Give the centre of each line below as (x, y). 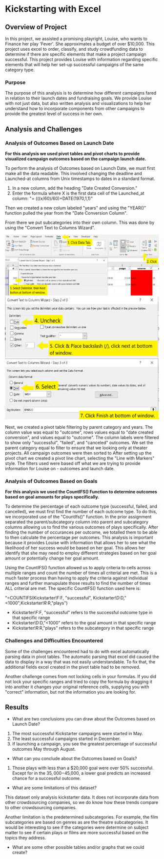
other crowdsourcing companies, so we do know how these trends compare (82, 802)
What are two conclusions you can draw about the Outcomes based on (83, 719)
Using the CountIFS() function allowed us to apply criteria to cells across (78, 568)
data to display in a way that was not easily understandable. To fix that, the (80, 661)
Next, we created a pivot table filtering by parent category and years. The (79, 427)
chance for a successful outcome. (46, 779)
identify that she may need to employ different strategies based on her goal (81, 553)
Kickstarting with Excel (53, 9)
